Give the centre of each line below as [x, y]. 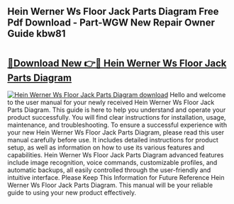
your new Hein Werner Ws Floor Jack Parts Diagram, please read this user [116, 132]
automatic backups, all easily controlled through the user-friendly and [109, 170]
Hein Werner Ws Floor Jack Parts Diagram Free [113, 12]
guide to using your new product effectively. [72, 193]
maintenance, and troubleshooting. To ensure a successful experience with [117, 125]
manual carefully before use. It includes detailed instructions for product [113, 140]
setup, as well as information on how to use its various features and [106, 147]
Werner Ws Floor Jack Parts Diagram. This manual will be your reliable [110, 185]
